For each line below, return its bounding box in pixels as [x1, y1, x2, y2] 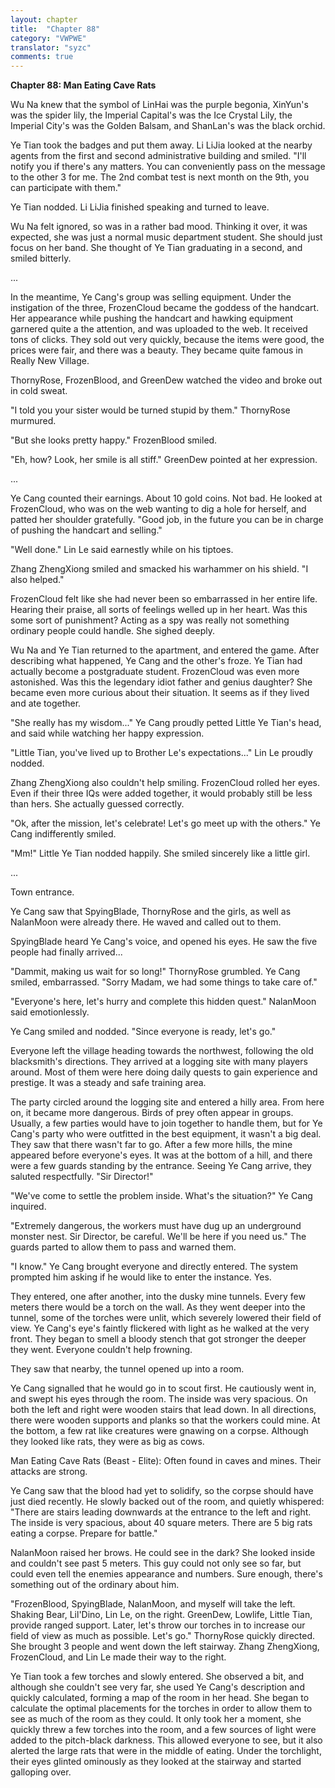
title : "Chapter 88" [10, 24, 101, 34]
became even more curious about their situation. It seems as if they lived [10, 687, 310, 699]
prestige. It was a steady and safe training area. [10, 1077, 207, 1089]
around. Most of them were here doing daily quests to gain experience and [10, 1066, 318, 1078]
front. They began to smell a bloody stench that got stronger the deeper [10, 1333, 307, 1345]
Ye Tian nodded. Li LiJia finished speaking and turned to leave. [10, 201, 270, 213]
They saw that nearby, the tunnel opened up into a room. [10, 1363, 245, 1375]
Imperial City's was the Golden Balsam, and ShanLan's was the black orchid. [10, 120, 326, 132]
